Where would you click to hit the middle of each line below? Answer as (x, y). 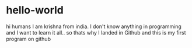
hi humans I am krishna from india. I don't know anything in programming (94, 26)
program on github (29, 39)
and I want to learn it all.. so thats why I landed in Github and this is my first (96, 32)
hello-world (35, 10)
